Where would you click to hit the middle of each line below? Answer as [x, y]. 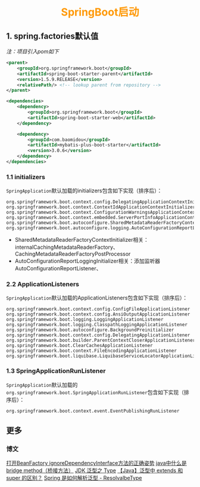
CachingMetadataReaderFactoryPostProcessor [73, 254]
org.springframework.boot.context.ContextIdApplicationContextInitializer [101, 207]
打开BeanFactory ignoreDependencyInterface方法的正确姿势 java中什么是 [97, 463]
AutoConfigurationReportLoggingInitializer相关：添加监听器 [87, 261]
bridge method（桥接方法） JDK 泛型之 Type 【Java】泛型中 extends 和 [95, 470]
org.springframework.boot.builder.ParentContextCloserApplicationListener [101, 341]
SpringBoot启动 [100, 12]
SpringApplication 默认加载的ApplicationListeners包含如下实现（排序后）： [97, 298]
